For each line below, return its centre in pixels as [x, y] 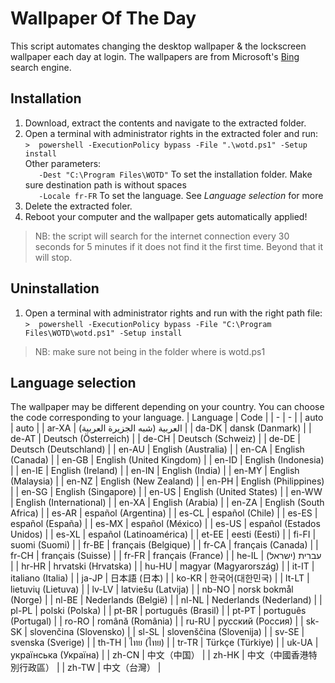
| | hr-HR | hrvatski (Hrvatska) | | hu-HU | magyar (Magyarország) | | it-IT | [162, 566]
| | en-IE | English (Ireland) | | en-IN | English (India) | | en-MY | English [155, 471]
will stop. [53, 257]
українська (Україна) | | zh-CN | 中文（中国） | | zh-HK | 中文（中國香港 [159, 655]
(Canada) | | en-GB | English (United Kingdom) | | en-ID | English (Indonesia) [167, 460]
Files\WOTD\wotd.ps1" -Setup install [103, 333]
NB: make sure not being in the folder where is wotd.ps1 [150, 351]
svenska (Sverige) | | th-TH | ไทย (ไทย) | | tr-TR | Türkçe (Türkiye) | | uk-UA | [164, 643]
